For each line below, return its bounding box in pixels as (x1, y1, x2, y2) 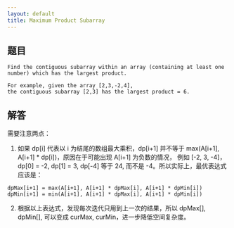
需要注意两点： (7, 129, 51, 138)
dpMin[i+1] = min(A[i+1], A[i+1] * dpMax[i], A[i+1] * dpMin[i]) (7, 191, 202, 198)
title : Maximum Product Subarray (7, 17, 105, 24)
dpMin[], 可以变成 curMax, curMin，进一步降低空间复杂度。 (17, 213, 190, 222)
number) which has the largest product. (7, 70, 128, 77)
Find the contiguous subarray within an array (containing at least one (7, 64, 225, 71)
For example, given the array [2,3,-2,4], (7, 82, 134, 89)
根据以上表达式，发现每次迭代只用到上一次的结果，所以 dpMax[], (17, 204, 206, 213)
